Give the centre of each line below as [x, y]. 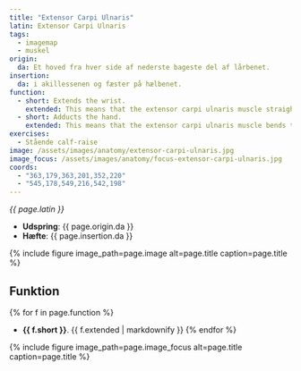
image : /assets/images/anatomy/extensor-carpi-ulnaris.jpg [122, 150]
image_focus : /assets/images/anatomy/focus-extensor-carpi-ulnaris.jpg [146, 159]
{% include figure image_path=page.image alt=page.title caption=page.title [149, 253]
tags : [19, 34]
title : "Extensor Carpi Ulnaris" [72, 17]
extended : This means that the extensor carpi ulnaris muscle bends [156, 126]
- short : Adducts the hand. [70, 117]
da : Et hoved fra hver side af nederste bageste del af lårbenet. [144, 68]
